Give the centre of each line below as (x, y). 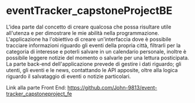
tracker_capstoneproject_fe (39, 94)
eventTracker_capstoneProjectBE (89, 11)
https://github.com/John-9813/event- (112, 87)
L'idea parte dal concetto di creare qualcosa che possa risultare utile (89, 27)
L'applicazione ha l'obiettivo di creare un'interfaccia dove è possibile (89, 39)
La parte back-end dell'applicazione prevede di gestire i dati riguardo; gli (94, 64)
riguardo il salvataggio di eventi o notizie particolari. (69, 76)
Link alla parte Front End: (36, 87)
